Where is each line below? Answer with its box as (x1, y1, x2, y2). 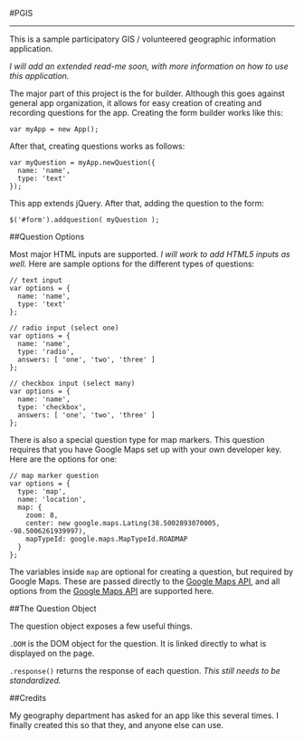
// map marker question (9, 471, 100, 480)
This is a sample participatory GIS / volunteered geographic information (9, 34, 276, 44)
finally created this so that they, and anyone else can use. (9, 720, 224, 730)
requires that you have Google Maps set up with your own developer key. (9, 444, 282, 455)
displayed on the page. (9, 648, 95, 658)
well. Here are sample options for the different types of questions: (9, 258, 255, 269)
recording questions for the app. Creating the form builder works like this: (9, 108, 283, 118)
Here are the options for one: (9, 454, 118, 465)
